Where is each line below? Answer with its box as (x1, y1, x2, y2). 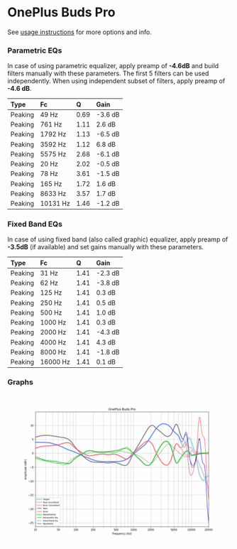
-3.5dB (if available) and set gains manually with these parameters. (7, 243, 204, 251)
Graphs (7, 377, 33, 387)
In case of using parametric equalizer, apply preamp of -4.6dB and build (7, 62, 219, 70)
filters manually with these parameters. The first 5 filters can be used (7, 69, 209, 78)
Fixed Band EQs (7, 219, 62, 229)
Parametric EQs (7, 45, 62, 55)
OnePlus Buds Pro (7, 4, 116, 21)
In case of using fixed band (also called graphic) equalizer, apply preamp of (7, 235, 228, 244)
